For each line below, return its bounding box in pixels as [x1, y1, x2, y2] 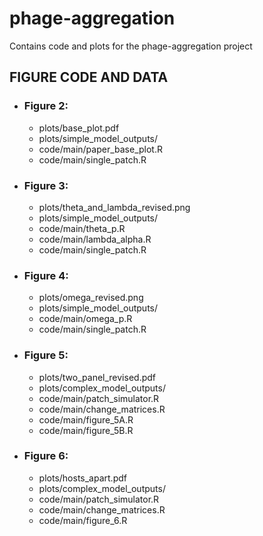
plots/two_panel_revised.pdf [38, 371, 156, 383]
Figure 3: [23, 178, 69, 192]
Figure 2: [23, 99, 69, 113]
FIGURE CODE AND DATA [9, 69, 169, 86]
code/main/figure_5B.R [38, 424, 134, 436]
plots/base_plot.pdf [38, 122, 120, 134]
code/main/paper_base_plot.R [38, 143, 163, 155]
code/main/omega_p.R [38, 313, 133, 325]
